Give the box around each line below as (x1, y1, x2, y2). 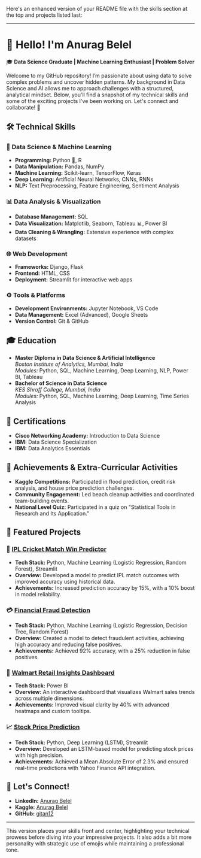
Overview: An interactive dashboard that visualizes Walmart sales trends (14, 689, 195, 696)
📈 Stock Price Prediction (6, 723, 80, 731)
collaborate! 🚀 (6, 104, 41, 111)
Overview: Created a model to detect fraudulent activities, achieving (14, 634, 184, 641)
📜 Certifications (6, 416, 66, 426)
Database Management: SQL (14, 213, 89, 220)
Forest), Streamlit (14, 565, 58, 572)
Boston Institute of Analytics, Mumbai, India (14, 360, 123, 368)
